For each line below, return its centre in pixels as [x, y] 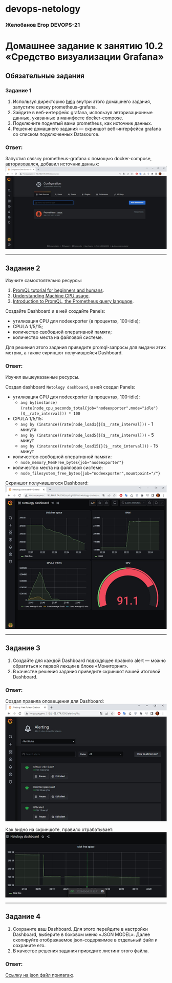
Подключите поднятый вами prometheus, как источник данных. [82, 123]
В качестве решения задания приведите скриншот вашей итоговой [87, 671]
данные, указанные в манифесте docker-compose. [68, 118]
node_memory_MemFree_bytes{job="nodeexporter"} [72, 463]
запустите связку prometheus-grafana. [55, 107]
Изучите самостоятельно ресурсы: [44, 281]
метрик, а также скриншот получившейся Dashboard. [64, 353]
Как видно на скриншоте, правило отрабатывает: [59, 829]
